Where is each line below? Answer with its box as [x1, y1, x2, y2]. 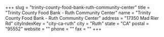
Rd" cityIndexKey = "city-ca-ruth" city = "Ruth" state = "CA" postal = [5, 20, 149, 26]
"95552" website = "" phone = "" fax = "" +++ [5, 26, 102, 32]
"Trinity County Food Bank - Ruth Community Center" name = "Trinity [5, 10, 151, 16]
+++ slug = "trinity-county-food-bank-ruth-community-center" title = [5, 5, 150, 10]
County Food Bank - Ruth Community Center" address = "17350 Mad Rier [5, 15, 159, 21]
